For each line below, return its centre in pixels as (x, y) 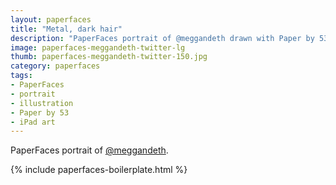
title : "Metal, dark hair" (66, 29)
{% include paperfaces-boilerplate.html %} (99, 170)
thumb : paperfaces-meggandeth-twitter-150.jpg (109, 57)
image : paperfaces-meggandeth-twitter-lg (98, 47)
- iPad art (33, 122)
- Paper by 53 (40, 112)
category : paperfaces (55, 66)
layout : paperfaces (51, 19)
